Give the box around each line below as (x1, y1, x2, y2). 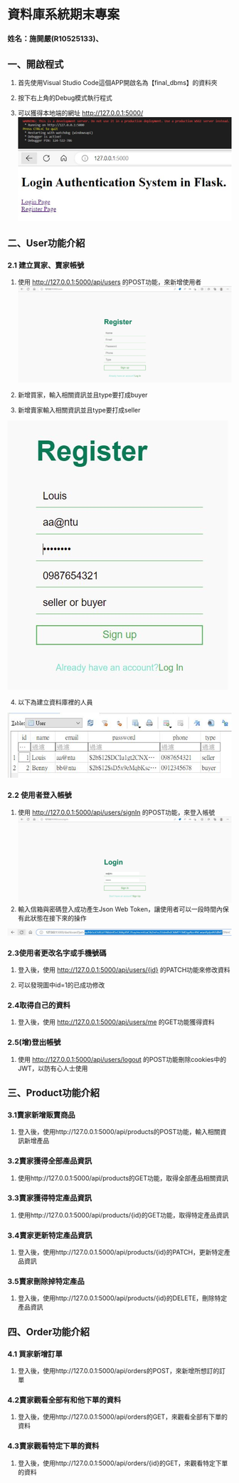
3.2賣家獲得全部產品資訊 (7, 1156, 92, 1166)
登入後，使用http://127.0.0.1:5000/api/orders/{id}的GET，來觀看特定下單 (17, 1459, 228, 1467)
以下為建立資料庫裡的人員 (17, 698, 93, 707)
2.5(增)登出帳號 (7, 1038, 61, 1048)
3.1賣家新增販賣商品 (7, 1110, 76, 1120)
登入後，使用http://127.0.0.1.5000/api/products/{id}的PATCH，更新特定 (17, 1248, 224, 1257)
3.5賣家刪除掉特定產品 (7, 1277, 85, 1287)
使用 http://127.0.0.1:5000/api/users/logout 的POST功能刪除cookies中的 (17, 1055, 226, 1063)
